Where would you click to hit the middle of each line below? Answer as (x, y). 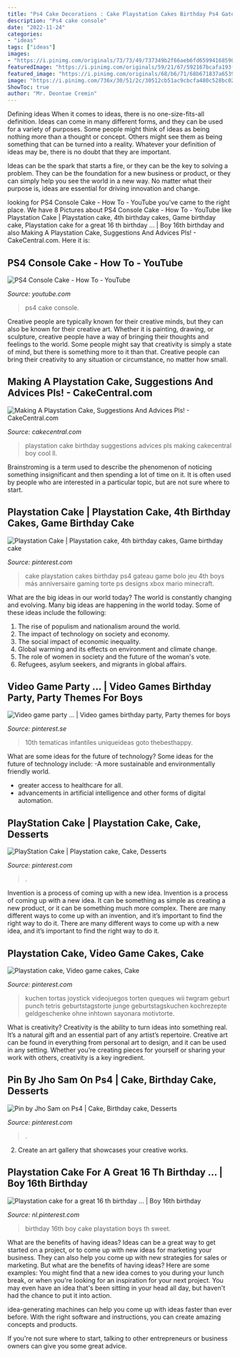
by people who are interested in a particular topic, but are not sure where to (119, 482)
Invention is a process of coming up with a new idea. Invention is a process (118, 893)
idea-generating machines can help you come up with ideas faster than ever (120, 1309)
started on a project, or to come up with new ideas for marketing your (110, 1250)
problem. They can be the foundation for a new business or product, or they (119, 174)
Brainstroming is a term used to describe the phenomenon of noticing (110, 467)
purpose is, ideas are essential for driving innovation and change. (104, 189)
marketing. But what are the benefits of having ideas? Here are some (109, 1265)
